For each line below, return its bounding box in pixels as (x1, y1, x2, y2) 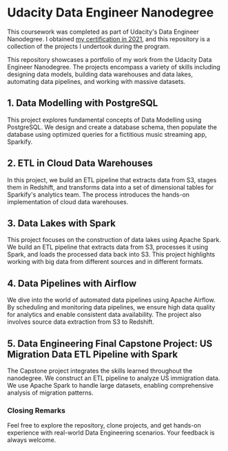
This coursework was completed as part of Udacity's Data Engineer (7, 27, 200, 36)
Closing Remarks (7, 406, 65, 415)
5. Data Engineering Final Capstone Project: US (7, 338, 213, 349)
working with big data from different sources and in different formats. (7, 258, 204, 266)
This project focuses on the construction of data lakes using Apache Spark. (7, 236, 222, 244)
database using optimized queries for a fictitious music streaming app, (7, 130, 207, 138)
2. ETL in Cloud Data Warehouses (7, 157, 154, 169)
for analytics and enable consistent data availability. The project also (7, 311, 202, 319)
